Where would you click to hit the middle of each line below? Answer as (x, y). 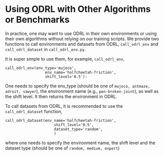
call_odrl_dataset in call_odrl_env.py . (45, 49)
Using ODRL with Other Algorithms (78, 9)
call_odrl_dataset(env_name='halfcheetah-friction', (61, 120)
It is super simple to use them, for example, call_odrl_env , (65, 59)
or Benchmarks (37, 20)
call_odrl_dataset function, (34, 111)
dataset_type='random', (78, 129)
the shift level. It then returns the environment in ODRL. (61, 96)
